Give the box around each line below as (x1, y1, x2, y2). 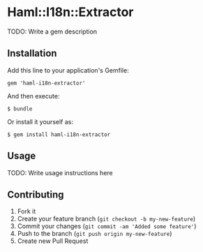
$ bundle (7, 105, 33, 112)
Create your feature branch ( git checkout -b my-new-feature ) (17, 214, 196, 223)
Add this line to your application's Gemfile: (7, 66, 129, 74)
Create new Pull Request (17, 237, 89, 245)
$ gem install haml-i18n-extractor (7, 131, 111, 138)
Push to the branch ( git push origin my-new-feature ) (17, 230, 172, 238)
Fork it (17, 207, 36, 216)
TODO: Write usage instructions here (7, 168, 113, 177)
